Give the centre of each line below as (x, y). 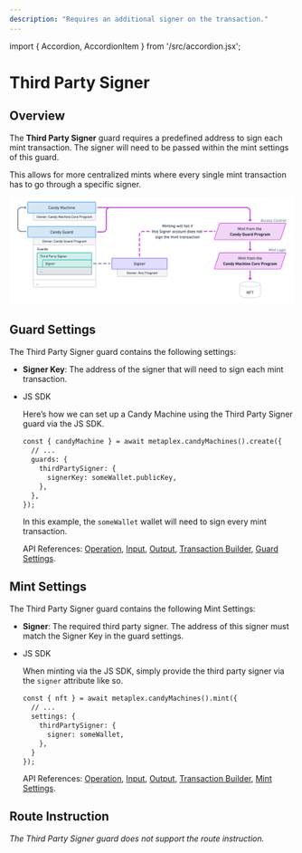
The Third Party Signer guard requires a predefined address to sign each (146, 138)
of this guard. (34, 157)
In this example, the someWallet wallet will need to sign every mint (144, 522)
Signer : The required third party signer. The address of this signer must (156, 626)
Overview (38, 116)
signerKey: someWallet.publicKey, (112, 477)
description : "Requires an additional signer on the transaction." (139, 19)
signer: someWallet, (85, 734)
